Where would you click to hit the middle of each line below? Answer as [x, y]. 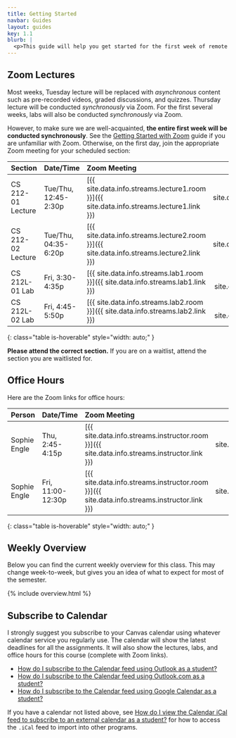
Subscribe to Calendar [57, 616]
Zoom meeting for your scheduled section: [69, 150]
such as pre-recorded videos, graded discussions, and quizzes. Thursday [114, 99]
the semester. [27, 580]
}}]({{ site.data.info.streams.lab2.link [146, 311]
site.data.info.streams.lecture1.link [144, 206]
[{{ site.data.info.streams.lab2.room [145, 302]
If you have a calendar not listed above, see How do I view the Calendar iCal [117, 713]
